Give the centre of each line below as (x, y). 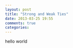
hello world (16, 41)
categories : (17, 28)
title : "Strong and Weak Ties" (37, 14)
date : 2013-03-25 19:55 (29, 18)
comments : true (20, 23)
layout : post (18, 9)
